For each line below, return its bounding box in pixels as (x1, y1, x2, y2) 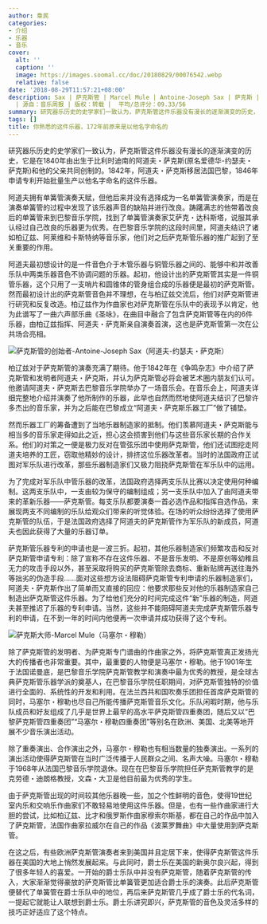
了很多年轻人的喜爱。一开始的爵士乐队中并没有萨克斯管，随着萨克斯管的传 (8, 867, 252, 877)
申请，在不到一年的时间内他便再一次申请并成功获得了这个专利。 (21, 613, 231, 623)
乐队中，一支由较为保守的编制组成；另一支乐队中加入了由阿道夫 (42, 486, 252, 496)
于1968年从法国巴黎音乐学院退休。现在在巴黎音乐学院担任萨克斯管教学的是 (8, 763, 254, 773)
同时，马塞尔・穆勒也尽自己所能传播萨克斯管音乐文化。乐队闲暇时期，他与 (8, 697, 252, 706)
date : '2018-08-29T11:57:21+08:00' (8, 85, 126, 94)
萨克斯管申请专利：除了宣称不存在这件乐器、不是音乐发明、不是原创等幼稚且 (8, 553, 259, 563)
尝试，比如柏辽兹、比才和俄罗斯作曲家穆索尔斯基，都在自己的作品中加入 (21, 810, 259, 820)
